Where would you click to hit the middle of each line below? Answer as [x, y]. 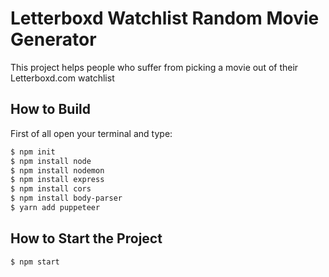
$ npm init [33, 152]
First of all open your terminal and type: [91, 133]
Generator [53, 39]
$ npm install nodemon [57, 170]
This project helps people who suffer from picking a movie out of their [154, 67]
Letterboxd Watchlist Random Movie [165, 18]
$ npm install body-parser [66, 198]
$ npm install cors [51, 189]
